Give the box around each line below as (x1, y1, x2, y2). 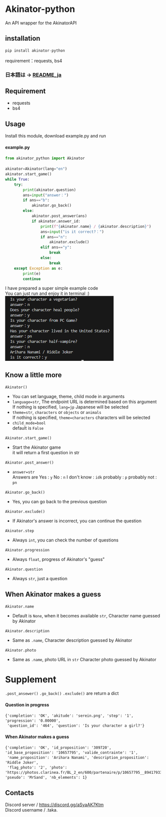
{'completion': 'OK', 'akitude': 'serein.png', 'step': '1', (5, 713, 134, 718)
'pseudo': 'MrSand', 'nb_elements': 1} (5, 775, 87, 780)
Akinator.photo (5, 648, 37, 653)
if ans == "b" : (23, 198, 50, 203)
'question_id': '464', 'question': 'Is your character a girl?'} (7, 723, 145, 728)
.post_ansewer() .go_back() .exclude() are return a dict (5, 690, 119, 696)
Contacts (5, 788, 35, 797)
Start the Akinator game (12, 444, 61, 450)
